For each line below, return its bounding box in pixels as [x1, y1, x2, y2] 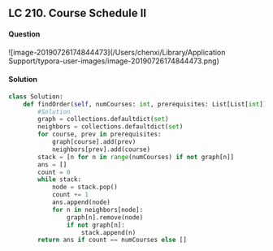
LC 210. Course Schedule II [8, 6, 147, 20]
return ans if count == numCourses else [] [37, 236, 187, 245]
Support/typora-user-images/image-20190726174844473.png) [8, 56, 219, 66]
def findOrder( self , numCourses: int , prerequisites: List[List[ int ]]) [23, 100, 271, 108]
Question [8, 28, 41, 39]
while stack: [37, 175, 82, 184]
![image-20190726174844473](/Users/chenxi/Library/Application [8, 47, 226, 57]
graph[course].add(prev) [51, 138, 136, 146]
